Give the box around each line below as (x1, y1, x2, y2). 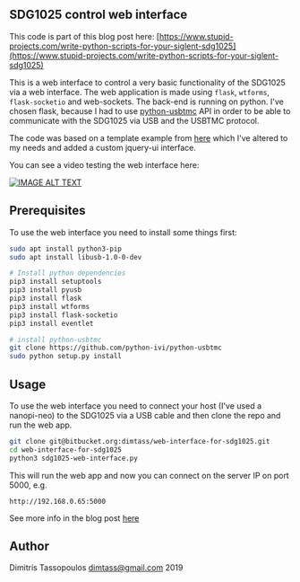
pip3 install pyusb (9, 286, 82, 295)
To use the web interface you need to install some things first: (9, 226, 237, 237)
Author (9, 538, 49, 553)
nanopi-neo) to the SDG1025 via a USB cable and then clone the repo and (9, 410, 281, 420)
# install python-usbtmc (9, 335, 102, 344)
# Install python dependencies (9, 269, 126, 278)
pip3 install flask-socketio (9, 310, 118, 320)
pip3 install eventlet (9, 319, 94, 328)
